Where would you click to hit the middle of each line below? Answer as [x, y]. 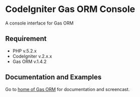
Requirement [26, 39]
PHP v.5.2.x [24, 50]
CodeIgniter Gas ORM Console [70, 9]
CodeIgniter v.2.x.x [32, 56]
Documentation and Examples [53, 77]
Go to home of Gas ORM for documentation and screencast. [67, 89]
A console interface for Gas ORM [40, 23]
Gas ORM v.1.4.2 [29, 61]
